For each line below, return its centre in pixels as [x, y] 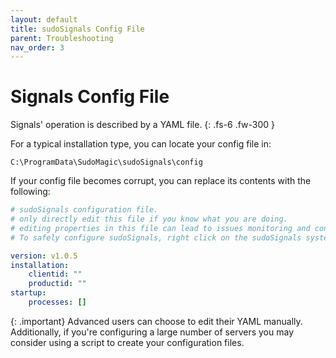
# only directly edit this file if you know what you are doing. [149, 219]
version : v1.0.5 [44, 256]
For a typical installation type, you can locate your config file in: [141, 144]
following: [30, 192]
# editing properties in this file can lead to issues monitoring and [160, 228]
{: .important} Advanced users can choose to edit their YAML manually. [156, 321]
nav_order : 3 [37, 47]
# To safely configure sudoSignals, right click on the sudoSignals [156, 237]
